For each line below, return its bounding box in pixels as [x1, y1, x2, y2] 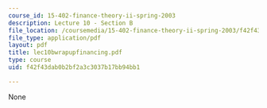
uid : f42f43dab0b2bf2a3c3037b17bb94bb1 [8, 64, 141, 71]
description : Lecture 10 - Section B [8, 19, 133, 27]
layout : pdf [8, 41, 48, 49]
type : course [8, 56, 52, 64]
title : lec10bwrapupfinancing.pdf [8, 48, 123, 56]
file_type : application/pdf [8, 33, 102, 42]
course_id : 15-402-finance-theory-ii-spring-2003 [8, 11, 176, 20]
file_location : [8, 26, 59, 34]
